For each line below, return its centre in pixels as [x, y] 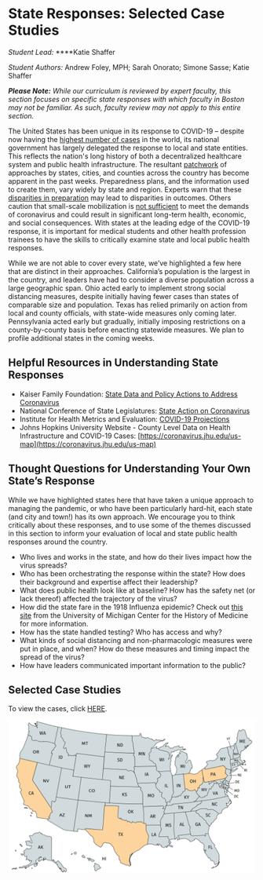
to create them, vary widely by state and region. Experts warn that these [125, 189]
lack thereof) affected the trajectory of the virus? [99, 598]
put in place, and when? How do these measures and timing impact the [134, 648]
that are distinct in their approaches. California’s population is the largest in [129, 271]
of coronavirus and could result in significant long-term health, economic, [127, 214]
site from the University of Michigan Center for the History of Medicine [134, 615]
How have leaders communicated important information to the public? [132, 665]
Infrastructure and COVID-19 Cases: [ [80, 436]
